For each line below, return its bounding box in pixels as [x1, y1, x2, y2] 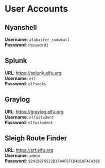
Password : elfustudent [4, 119, 53, 125]
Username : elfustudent [4, 114, 54, 120]
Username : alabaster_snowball [4, 36, 70, 42]
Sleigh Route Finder [4, 134, 67, 143]
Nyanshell [4, 23, 37, 32]
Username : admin [4, 152, 40, 159]
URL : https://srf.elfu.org [4, 147, 53, 153]
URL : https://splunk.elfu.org [4, 70, 62, 76]
